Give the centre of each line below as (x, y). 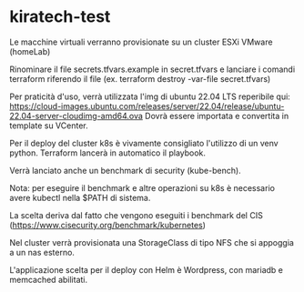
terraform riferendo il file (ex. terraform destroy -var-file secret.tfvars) (140, 78)
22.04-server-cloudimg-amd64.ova (76, 116)
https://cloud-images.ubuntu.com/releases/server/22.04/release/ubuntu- (147, 106)
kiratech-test (60, 17)
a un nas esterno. (42, 252)
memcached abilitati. (49, 279)
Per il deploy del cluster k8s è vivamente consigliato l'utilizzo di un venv (144, 143)
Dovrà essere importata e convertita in (217, 116)
